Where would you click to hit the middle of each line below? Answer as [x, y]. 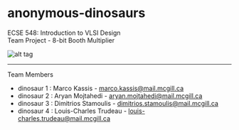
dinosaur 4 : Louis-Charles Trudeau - [72, 111]
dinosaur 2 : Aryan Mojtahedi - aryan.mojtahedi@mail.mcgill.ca [110, 96]
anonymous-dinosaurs [76, 13]
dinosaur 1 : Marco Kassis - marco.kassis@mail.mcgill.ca [100, 88]
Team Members [30, 74]
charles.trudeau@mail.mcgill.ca [64, 118]
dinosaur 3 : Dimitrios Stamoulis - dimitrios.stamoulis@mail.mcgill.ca [118, 103]
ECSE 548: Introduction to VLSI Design [64, 33]
